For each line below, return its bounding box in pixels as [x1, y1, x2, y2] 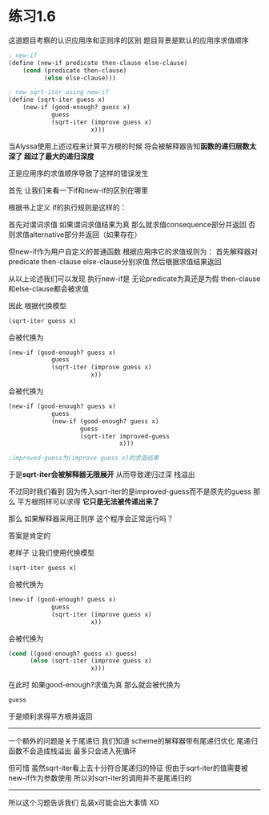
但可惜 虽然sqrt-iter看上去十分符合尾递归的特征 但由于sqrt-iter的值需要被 [8, 764, 248, 773]
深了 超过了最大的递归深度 [8, 151, 94, 161]
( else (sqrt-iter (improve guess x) [29, 657, 152, 665]
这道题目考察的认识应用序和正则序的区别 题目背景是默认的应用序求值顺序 [8, 35, 249, 45]
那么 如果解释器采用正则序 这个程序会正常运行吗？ [8, 514, 174, 524]
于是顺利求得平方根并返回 [8, 711, 93, 721]
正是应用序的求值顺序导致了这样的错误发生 [8, 168, 149, 177]
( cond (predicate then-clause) [22, 66, 127, 75]
